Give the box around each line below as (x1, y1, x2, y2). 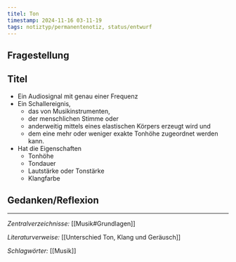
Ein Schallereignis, (17, 99, 72, 107)
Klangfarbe (27, 173, 61, 183)
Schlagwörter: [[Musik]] (7, 247, 77, 255)
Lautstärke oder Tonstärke (27, 166, 105, 175)
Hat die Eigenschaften (17, 144, 82, 152)
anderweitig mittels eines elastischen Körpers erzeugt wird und (27, 122, 211, 130)
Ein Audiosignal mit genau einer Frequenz (17, 92, 138, 100)
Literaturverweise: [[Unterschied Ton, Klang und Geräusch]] (7, 233, 181, 242)
